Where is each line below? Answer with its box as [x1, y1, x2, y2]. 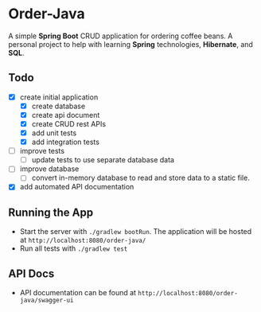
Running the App [8, 205, 94, 219]
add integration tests [31, 137, 99, 147]
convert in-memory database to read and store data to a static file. [31, 173, 251, 183]
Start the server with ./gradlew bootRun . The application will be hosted [19, 227, 252, 236]
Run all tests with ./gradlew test [19, 244, 128, 253]
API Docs [8, 267, 55, 280]
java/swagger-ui [19, 296, 74, 305]
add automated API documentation [19, 182, 134, 192]
